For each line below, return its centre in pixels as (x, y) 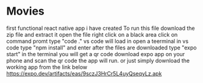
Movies (25, 11)
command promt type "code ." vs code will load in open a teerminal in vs (98, 41)
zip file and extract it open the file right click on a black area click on (92, 34)
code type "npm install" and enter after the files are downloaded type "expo (101, 48)
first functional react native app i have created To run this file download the (101, 28)
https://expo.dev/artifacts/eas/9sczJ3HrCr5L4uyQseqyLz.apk (84, 73)
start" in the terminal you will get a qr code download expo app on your (96, 54)
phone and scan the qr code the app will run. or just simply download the (98, 60)
